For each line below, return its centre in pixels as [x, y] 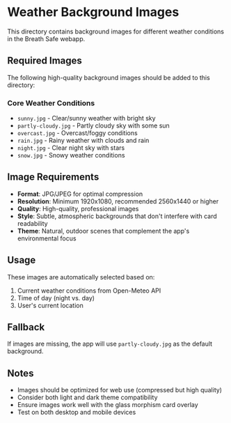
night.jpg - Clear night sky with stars [71, 148]
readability [32, 223]
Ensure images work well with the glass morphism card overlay [107, 405]
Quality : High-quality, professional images [78, 208]
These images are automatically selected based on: [81, 277]
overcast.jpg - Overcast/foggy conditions [77, 133]
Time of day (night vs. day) [56, 298]
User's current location [50, 305]
